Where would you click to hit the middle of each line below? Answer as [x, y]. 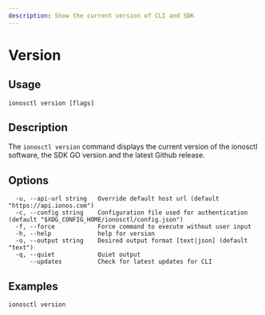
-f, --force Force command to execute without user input [133, 227]
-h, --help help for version [85, 234]
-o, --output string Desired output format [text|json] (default [132, 241]
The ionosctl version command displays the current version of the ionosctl [133, 147]
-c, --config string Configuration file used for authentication [132, 213]
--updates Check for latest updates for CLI [121, 262]
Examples [33, 286]
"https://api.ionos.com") [51, 206]
